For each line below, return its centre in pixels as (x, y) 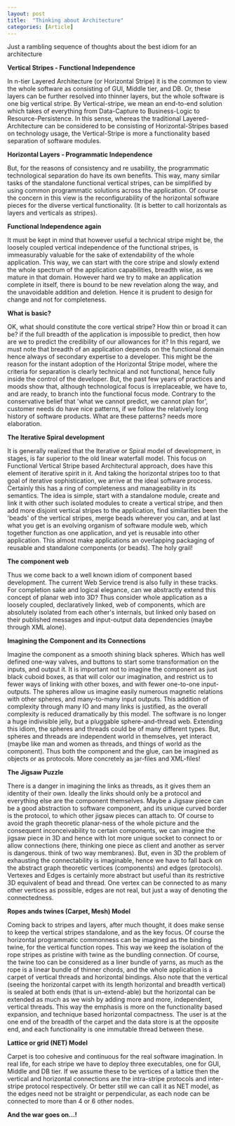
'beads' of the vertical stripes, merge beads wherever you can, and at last (114, 518)
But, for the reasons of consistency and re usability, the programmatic (108, 168)
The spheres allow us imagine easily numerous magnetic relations (128, 692)
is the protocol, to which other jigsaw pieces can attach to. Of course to (110, 816)
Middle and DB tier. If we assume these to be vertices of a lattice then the (113, 1071)
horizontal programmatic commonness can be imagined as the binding (109, 940)
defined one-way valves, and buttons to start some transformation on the (113, 662)
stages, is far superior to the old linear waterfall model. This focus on (107, 458)
